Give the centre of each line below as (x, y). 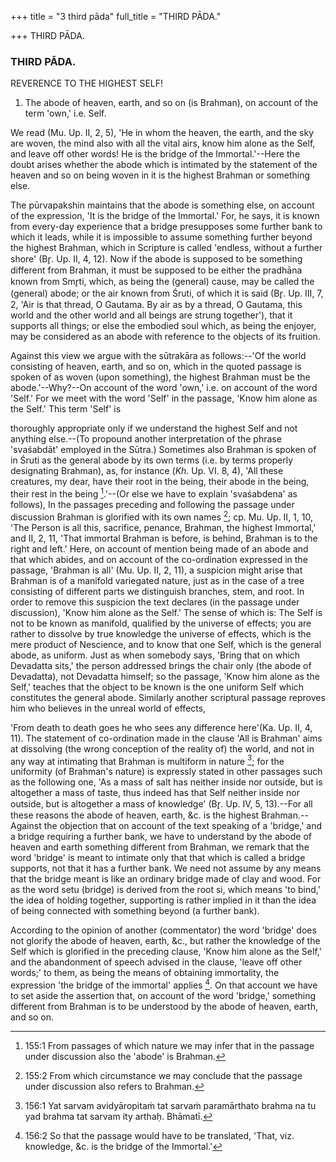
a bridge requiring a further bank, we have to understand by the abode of (161, 837)
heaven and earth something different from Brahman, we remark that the (160, 847)
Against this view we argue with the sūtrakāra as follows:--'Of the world (158, 356)
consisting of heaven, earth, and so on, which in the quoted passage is (156, 367)
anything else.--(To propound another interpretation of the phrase (146, 439)
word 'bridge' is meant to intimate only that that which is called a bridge (158, 858)
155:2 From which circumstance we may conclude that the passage (163, 1075)
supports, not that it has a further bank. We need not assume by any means (166, 868)
